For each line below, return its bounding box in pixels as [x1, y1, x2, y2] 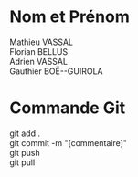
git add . [9, 128, 41, 139]
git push [9, 147, 41, 158]
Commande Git [9, 98, 126, 119]
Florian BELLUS [9, 46, 69, 57]
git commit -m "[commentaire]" [9, 137, 128, 148]
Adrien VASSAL [9, 56, 69, 67]
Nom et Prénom [9, 6, 130, 27]
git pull [9, 157, 36, 168]
